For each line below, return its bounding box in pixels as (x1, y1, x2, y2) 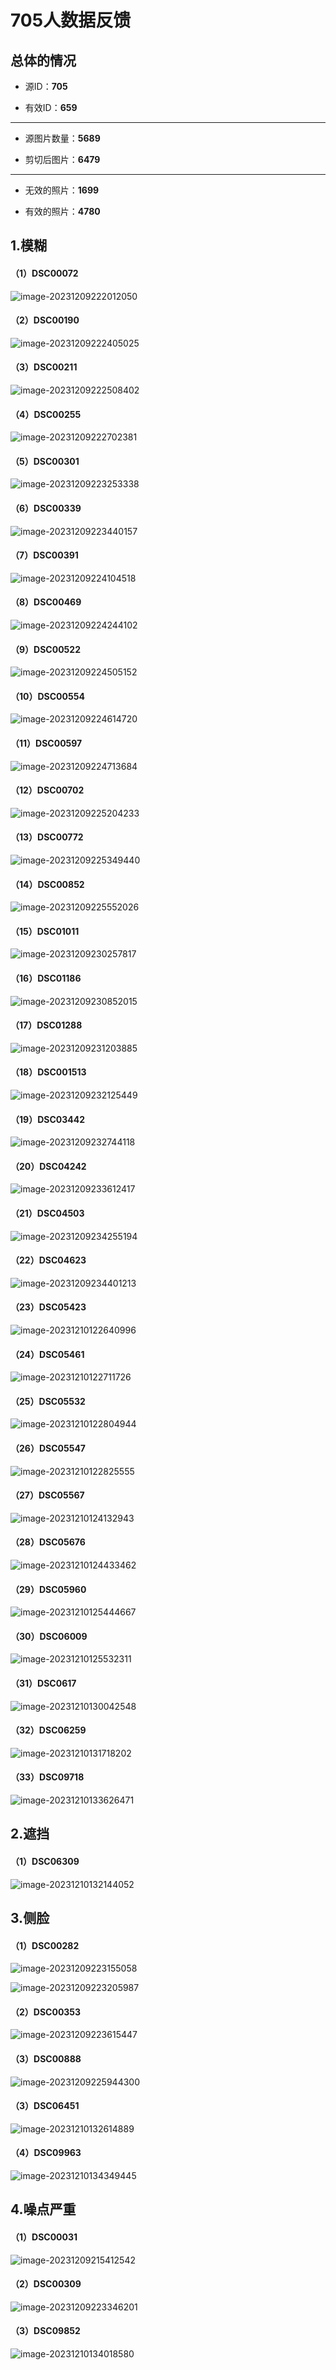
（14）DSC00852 (10, 878, 85, 890)
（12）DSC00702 (10, 784, 85, 796)
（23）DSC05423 (10, 1301, 87, 1313)
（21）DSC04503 (10, 1207, 85, 1220)
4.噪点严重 (10, 2201, 77, 2218)
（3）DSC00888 (10, 2053, 82, 2065)
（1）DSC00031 (10, 2231, 78, 2243)
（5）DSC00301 (10, 455, 80, 467)
